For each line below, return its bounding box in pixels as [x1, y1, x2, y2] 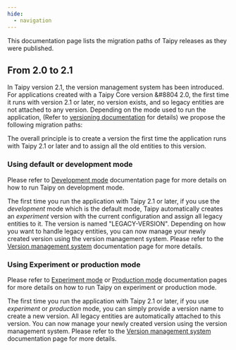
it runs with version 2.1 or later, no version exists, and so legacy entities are [7, 98, 224, 107]
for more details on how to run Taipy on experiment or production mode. [7, 283, 217, 291]
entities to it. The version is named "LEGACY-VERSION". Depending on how [7, 219, 226, 228]
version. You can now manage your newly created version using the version [7, 319, 228, 327]
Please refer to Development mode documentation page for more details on [7, 175, 227, 184]
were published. [7, 44, 54, 52]
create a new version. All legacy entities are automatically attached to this [7, 312, 221, 320]
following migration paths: [7, 121, 83, 129]
